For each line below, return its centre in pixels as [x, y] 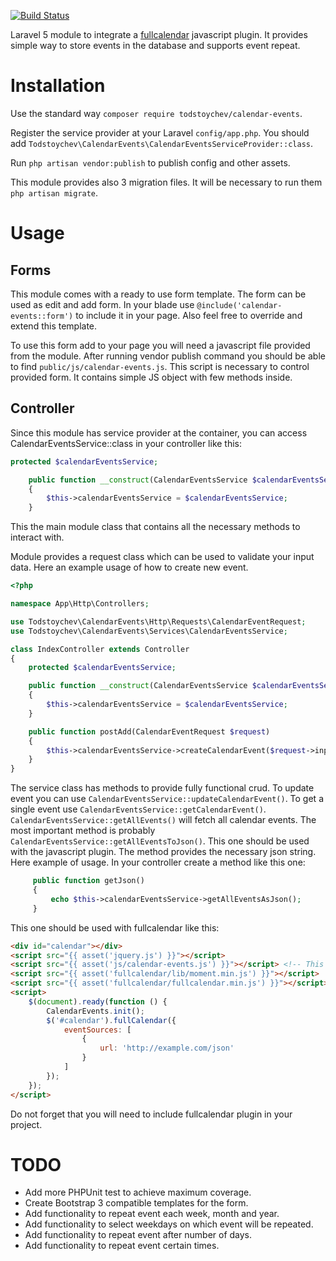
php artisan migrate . [54, 192]
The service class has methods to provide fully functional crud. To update [162, 788]
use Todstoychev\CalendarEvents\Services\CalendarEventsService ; [149, 631]
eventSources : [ [97, 1030]
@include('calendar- [239, 305]
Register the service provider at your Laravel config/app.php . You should [160, 132]
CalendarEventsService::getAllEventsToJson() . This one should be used [160, 841]
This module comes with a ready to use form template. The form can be [158, 294]
